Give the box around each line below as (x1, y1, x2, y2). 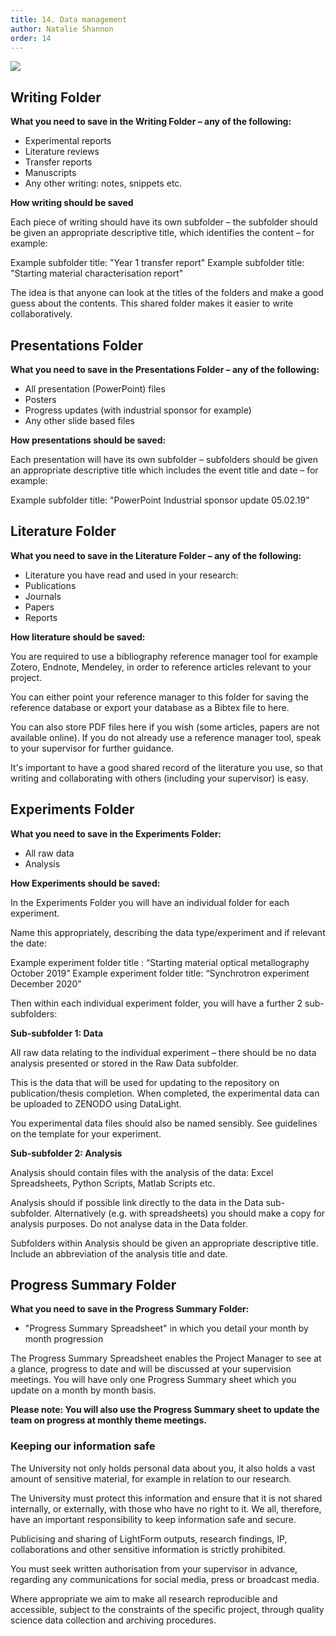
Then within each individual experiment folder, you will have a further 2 (10, 997, 303, 1009)
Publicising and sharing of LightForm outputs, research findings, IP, (10, 1532, 288, 1545)
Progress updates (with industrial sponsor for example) (24, 404, 252, 416)
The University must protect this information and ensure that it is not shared (10, 1492, 323, 1504)
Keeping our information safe (10, 1439, 156, 1453)
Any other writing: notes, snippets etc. (24, 177, 183, 190)
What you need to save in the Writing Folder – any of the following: (10, 116, 292, 128)
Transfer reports (24, 156, 93, 168)
